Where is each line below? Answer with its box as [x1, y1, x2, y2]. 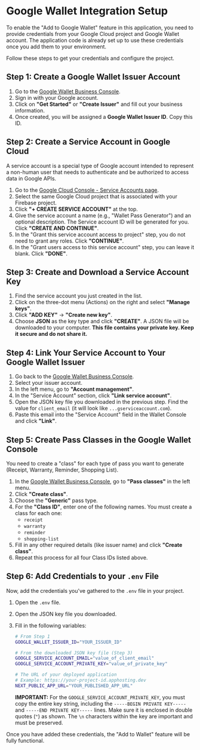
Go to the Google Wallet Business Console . [14, 88, 121, 95]
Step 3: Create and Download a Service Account [6, 267, 189, 277]
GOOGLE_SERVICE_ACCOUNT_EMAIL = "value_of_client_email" [14, 656, 155, 662]
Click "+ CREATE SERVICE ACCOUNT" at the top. [14, 205, 139, 213]
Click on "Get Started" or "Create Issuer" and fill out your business [14, 100, 183, 108]
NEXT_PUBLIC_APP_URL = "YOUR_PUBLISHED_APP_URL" [14, 682, 133, 688]
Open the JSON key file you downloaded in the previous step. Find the [14, 399, 188, 406]
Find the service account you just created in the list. [14, 292, 143, 299]
